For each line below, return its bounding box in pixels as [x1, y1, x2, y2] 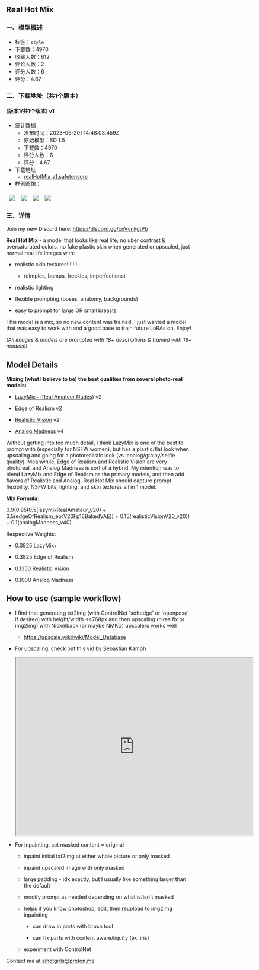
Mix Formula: [6, 495, 40, 502]
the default [23, 882, 50, 889]
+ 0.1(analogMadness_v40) [6, 519, 72, 526]
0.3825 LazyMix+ [14, 542, 58, 549]
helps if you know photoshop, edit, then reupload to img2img [23, 905, 173, 912]
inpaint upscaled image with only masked [23, 864, 125, 871]
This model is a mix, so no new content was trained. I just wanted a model [6, 319, 187, 326]
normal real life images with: [6, 249, 75, 257]
